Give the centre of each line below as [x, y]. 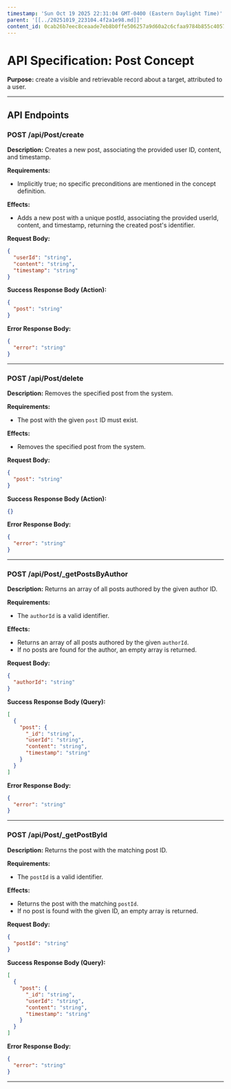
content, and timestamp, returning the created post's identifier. [106, 225]
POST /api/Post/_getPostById [57, 835]
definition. [31, 191]
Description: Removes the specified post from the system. [90, 393]
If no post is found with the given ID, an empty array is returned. [107, 910]
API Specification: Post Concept [101, 60]
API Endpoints [38, 115]
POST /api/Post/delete [45, 378]
